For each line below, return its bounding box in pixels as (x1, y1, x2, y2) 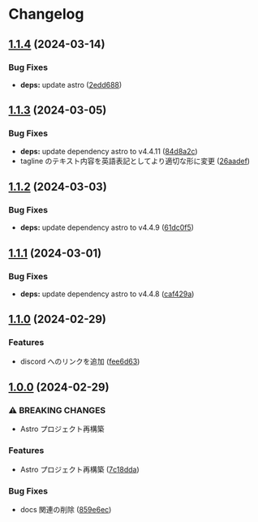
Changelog (8, 5, 84, 24)
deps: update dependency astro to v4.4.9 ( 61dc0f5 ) (19, 222, 195, 232)
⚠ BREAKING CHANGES (8, 404, 106, 416)
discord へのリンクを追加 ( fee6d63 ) (19, 356, 140, 366)
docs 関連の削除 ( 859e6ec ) (19, 504, 112, 514)
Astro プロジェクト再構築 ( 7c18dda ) (19, 464, 140, 474)
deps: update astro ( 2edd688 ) (19, 80, 123, 89)
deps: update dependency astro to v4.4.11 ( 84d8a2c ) (19, 146, 198, 156)
